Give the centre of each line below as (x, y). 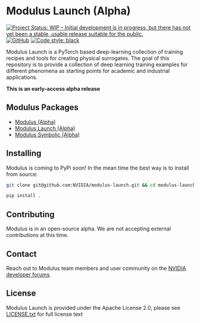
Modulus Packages (43, 108)
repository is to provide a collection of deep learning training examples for (97, 64)
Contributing (30, 214)
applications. (22, 77)
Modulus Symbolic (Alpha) (47, 134)
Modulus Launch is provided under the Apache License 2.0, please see (93, 307)
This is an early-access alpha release (53, 88)
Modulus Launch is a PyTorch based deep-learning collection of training (95, 51)
